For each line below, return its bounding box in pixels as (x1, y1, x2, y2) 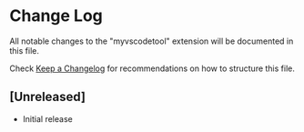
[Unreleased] (9, 89, 86, 105)
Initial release (22, 113, 73, 124)
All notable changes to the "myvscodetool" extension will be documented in (9, 36, 294, 46)
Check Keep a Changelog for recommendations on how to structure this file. (9, 63, 296, 74)
